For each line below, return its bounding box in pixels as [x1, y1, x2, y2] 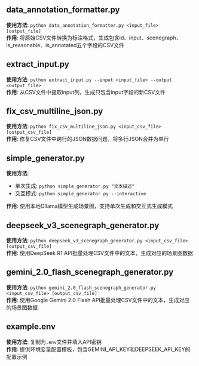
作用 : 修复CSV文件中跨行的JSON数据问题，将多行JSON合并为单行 [6, 136, 169, 143]
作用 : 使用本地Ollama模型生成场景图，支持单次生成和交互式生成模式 [6, 202, 173, 210]
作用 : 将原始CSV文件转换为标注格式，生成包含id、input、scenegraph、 [6, 34, 182, 41]
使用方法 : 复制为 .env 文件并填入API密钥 [6, 338, 102, 345]
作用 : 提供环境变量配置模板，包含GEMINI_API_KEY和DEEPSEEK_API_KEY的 [6, 346, 191, 353]
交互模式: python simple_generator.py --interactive [14, 190, 146, 197]
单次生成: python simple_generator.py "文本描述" [14, 182, 134, 190]
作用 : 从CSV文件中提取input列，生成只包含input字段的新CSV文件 [6, 88, 166, 96]
